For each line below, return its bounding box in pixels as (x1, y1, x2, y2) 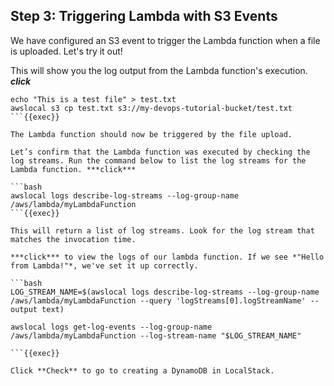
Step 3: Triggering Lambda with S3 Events (10, 8, 278, 25)
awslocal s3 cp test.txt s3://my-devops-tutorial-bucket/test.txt (10, 103, 293, 113)
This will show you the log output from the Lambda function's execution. (10, 64, 308, 76)
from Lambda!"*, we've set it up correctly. (10, 260, 199, 271)
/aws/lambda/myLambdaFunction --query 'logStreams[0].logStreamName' (10, 295, 307, 306)
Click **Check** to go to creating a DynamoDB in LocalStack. (10, 365, 275, 376)
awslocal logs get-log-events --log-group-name (10, 322, 213, 332)
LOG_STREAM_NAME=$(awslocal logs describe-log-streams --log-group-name (10, 287, 320, 297)
